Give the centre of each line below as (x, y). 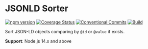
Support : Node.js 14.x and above (38, 41)
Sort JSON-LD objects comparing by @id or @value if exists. (65, 31)
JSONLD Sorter (37, 9)
